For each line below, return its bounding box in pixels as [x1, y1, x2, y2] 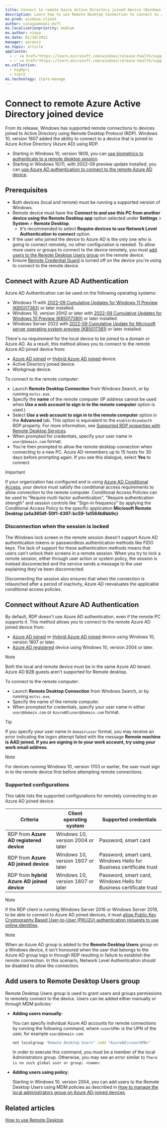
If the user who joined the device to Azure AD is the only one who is [12, 236, 152, 242]
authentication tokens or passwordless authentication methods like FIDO [5, 540, 154, 546]
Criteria [20, 816, 39, 823]
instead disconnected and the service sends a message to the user [5, 561, 143, 566]
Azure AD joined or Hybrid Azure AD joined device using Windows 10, [12, 634, 155, 640]
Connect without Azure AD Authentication [5, 601, 139, 609]
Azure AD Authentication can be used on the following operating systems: [5, 290, 157, 296]
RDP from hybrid [7, 872, 47, 879]
